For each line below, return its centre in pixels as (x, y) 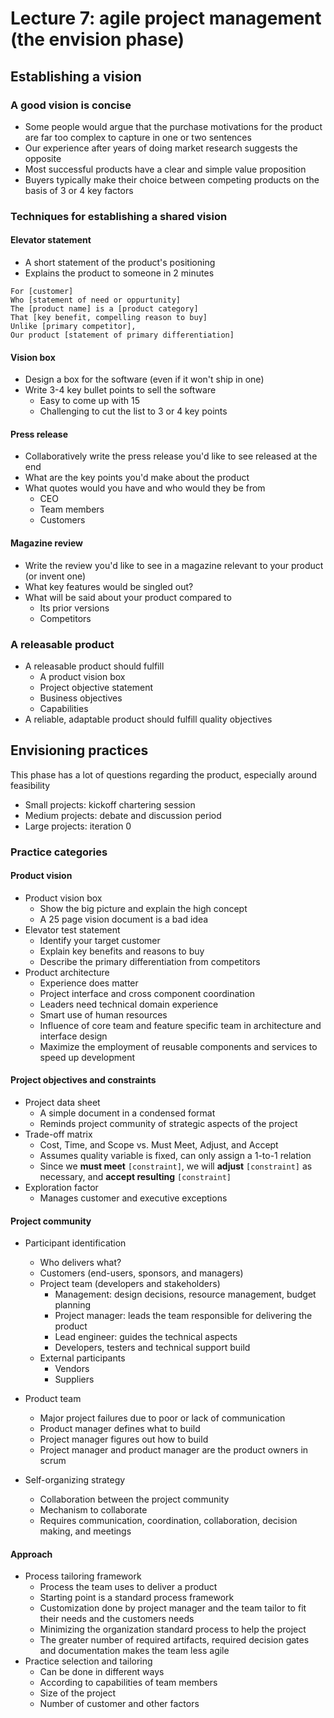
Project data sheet (62, 1103)
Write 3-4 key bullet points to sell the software (120, 390)
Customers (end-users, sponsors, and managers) (141, 1273)
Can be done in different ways (102, 1672)
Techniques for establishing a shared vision (119, 216)
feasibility (30, 785)
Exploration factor (61, 1188)
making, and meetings (85, 1531)
